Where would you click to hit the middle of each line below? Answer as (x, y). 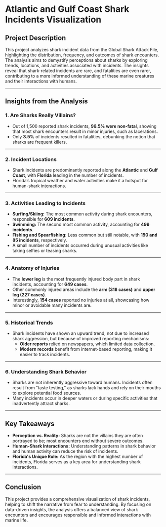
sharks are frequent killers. (40, 142)
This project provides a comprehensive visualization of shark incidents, (78, 499)
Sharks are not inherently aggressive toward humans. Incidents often (83, 383)
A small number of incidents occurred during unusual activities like (80, 245)
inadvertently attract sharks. (41, 404)
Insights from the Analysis (46, 101)
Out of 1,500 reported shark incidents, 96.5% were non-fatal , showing (84, 126)
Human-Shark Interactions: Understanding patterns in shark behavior (84, 446)
